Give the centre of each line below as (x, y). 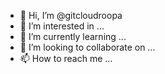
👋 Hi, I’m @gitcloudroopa (71, 15)
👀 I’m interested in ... (62, 26)
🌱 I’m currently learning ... (73, 36)
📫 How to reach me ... (66, 58)
